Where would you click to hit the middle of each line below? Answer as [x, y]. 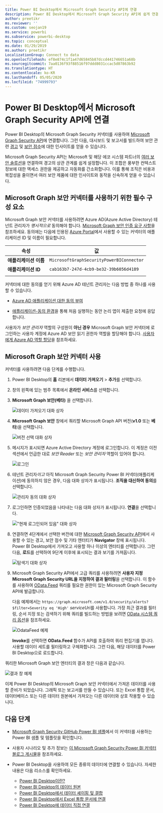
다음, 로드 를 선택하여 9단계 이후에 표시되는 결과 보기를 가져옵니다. [74, 553]
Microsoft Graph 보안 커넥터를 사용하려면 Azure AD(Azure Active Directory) [79, 220]
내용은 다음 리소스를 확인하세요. [42, 770]
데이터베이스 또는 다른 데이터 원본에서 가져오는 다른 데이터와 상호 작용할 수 [76, 696]
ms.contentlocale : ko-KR [30, 73]
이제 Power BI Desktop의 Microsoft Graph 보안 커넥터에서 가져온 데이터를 [76, 684]
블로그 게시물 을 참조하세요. [37, 754]
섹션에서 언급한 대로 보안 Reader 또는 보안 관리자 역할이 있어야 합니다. [79, 454]
